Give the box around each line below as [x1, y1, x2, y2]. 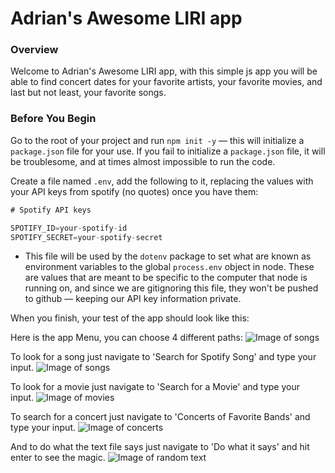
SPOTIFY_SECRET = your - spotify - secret [10, 232, 163, 242]
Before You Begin [10, 112, 97, 126]
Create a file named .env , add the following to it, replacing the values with [10, 175, 314, 187]
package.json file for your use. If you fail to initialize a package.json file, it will [10, 145, 326, 157]
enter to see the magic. [10, 452, 106, 464]
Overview [10, 43, 59, 57]
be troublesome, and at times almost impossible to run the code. [10, 155, 276, 167]
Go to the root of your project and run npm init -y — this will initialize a [10, 134, 305, 146]
